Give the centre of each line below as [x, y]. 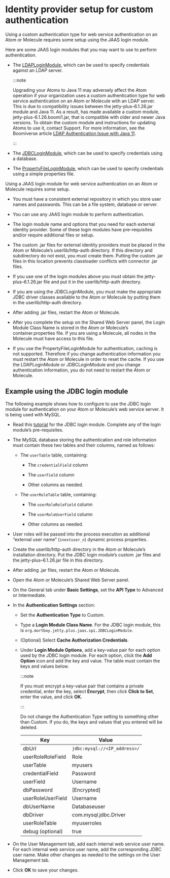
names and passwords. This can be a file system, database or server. [85, 204]
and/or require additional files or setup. [54, 235]
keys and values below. [45, 666]
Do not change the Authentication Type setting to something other [89, 716]
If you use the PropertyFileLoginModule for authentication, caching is [85, 348]
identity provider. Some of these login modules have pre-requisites [82, 229]
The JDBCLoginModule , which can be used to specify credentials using [88, 153]
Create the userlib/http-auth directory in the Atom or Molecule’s [79, 549]
